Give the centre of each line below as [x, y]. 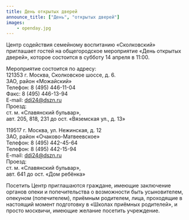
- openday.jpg [34, 28]
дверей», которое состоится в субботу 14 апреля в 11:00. [78, 57]
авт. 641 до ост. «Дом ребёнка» [46, 174]
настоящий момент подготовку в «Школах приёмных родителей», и [92, 205]
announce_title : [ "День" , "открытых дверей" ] [63, 17]
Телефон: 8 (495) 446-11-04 [41, 88]
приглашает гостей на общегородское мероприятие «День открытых [94, 51]
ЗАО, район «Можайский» [39, 81]
